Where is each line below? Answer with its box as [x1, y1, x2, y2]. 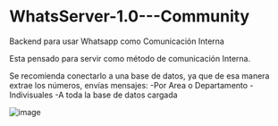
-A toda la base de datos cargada [55, 89, 178, 100]
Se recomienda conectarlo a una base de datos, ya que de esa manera [9, 70, 270, 81]
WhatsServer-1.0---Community [9, 6, 250, 27]
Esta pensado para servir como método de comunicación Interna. [9, 53, 251, 63]
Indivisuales [9, 89, 54, 100]
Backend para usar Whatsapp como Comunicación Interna [9, 36, 225, 46]
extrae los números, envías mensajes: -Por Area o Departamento [9, 80, 249, 90]
